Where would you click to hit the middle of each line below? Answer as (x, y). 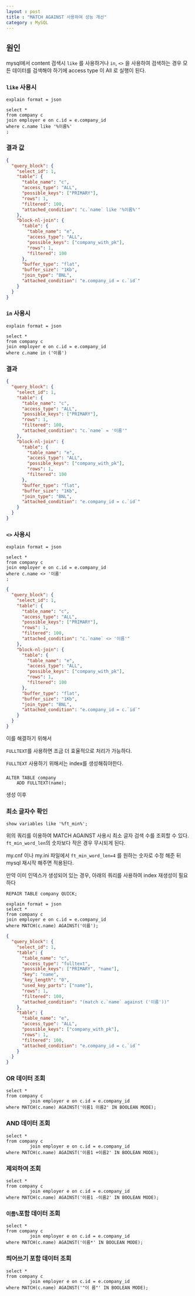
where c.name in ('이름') (37, 353)
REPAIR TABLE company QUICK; (42, 894)
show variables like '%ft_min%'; (47, 824)
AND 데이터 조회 (28, 1123)
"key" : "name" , (40, 975)
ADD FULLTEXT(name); (42, 783)
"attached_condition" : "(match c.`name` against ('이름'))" (95, 1002)
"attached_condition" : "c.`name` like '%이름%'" (81, 210)
